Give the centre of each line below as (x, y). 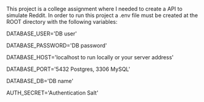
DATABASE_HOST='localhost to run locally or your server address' (90, 57)
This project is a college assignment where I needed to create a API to (94, 9)
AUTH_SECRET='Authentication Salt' (53, 93)
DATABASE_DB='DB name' (40, 81)
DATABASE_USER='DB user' (42, 34)
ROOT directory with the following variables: (62, 22)
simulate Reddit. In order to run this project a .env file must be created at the (102, 15)
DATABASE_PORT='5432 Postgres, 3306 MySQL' (68, 69)
